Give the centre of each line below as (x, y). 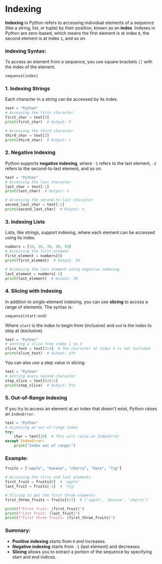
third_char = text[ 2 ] (27, 135)
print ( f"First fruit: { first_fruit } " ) (45, 509)
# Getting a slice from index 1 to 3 (44, 344)
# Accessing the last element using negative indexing (62, 269)
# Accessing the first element (37, 252)
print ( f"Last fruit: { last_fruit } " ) (42, 513)
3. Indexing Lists (25, 222)
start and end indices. (34, 557)
